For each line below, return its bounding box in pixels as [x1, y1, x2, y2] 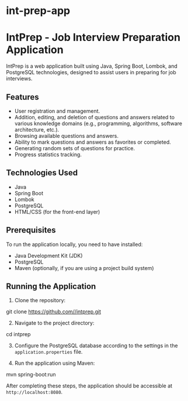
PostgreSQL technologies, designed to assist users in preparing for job [6, 69, 176, 76]
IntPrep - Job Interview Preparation [6, 31, 181, 44]
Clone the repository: [14, 297, 66, 304]
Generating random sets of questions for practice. [14, 144, 135, 151]
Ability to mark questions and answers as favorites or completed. [14, 139, 171, 146]
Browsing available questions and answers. [14, 132, 119, 139]
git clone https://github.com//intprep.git [6, 308, 101, 315]
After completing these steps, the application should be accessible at [6, 382, 173, 389]
